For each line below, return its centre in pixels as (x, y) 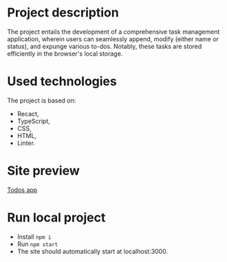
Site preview (44, 171)
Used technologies (62, 81)
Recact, (28, 113)
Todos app (22, 190)
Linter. (26, 143)
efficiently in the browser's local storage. (65, 54)
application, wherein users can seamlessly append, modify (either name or (113, 39)
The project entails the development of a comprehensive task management (113, 32)
